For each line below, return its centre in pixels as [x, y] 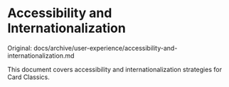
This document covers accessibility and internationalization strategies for [115, 69]
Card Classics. [28, 77]
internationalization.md [41, 56]
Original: [20, 48]
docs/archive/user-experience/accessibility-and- [105, 48]
